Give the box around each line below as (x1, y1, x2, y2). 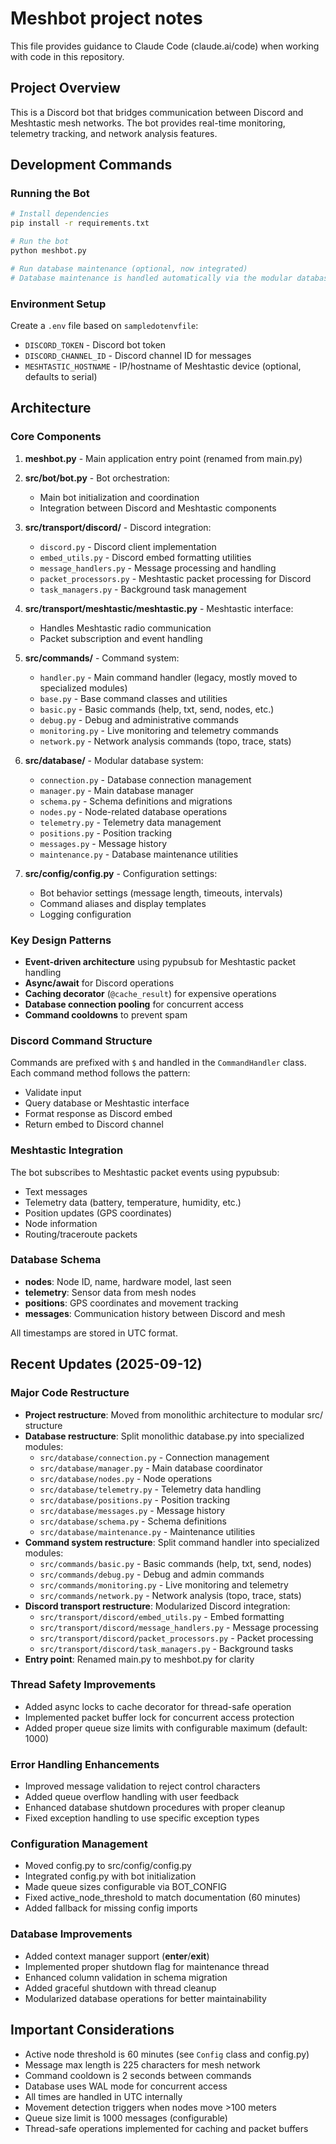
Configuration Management (10, 1837, 148, 1851)
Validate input (24, 1087, 82, 1099)
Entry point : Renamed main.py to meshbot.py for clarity (24, 1653, 255, 1665)
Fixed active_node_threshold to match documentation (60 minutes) (24, 1892, 302, 1904)
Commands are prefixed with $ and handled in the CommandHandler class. (10, 1057, 307, 1069)
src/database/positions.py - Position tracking (39, 1493, 231, 1506)
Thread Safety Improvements (10, 1678, 157, 1692)
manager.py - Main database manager (39, 784, 194, 796)
